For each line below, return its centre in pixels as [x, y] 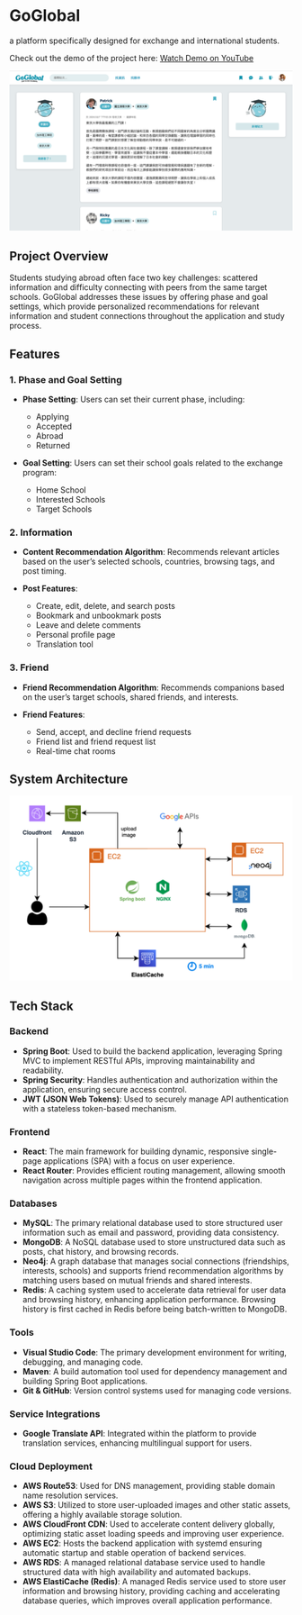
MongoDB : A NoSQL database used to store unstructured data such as [154, 1242]
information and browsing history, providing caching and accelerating [151, 1592]
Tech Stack [41, 1006]
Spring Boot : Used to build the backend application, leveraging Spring [152, 1051]
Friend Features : [53, 714]
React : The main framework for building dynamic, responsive [136, 1152]
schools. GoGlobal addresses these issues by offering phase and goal [138, 297]
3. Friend [29, 667]
